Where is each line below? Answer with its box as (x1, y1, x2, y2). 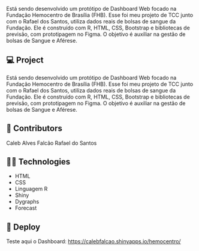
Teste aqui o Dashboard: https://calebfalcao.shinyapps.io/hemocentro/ (6, 238, 181, 245)
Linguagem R (14, 186, 48, 193)
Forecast (14, 204, 37, 212)
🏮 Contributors (6, 123, 63, 134)
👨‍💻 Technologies (6, 157, 71, 167)
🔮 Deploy (6, 222, 41, 232)
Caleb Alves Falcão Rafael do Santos (6, 139, 97, 147)
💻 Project (6, 55, 44, 65)
